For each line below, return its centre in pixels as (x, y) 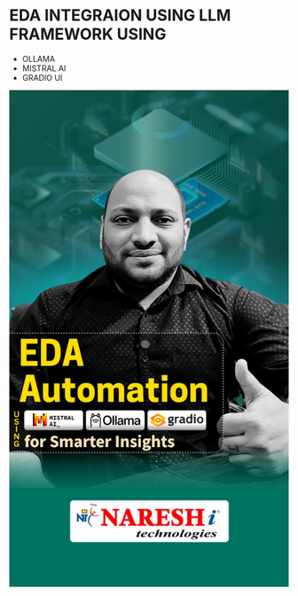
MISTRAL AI (44, 68)
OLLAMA (39, 59)
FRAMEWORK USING (88, 34)
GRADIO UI (42, 77)
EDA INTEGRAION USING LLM (120, 16)
